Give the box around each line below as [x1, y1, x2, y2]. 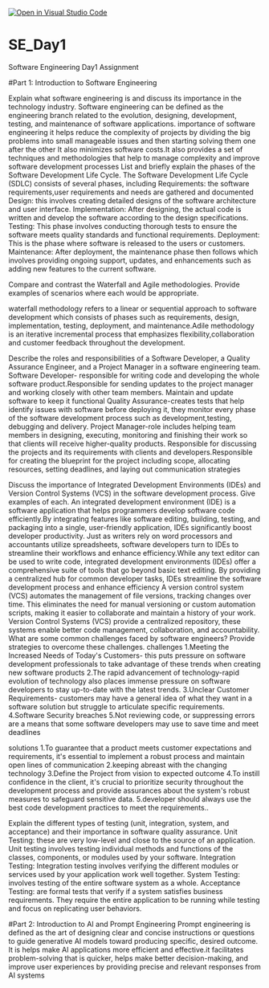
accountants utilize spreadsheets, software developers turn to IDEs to [8, 539, 239, 549]
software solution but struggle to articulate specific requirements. [8, 701, 225, 711]
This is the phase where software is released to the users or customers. [8, 238, 246, 248]
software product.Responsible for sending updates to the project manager [8, 378, 254, 389]
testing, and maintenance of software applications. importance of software [8, 119, 255, 129]
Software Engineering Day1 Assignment [8, 62, 139, 71]
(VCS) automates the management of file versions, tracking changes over [8, 590, 251, 600]
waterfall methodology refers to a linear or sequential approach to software [8, 304, 257, 313]
